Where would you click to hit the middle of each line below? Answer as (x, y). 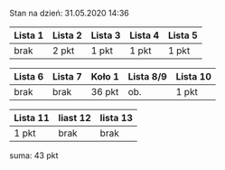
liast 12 (75, 118)
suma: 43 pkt (34, 156)
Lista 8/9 (147, 76)
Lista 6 (29, 76)
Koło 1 (105, 76)
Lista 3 (106, 35)
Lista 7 (68, 76)
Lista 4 (145, 35)
